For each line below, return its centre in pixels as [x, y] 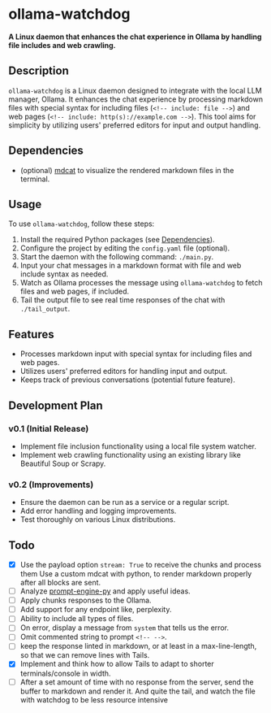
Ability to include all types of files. [77, 619]
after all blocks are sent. [60, 583]
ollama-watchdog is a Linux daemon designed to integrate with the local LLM [135, 90]
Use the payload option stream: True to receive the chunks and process [141, 564]
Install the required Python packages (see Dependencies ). [117, 240]
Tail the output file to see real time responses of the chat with [123, 300]
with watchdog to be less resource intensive [94, 699]
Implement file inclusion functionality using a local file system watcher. [138, 446]
